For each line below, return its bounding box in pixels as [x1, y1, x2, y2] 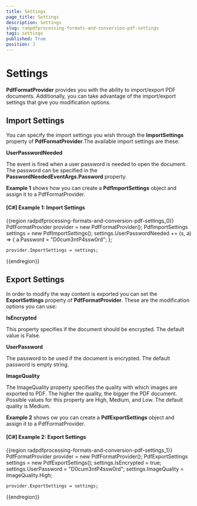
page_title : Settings [6, 14, 59, 20]
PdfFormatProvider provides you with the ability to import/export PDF [6, 86, 176, 93]
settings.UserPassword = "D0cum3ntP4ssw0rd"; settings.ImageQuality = [6, 465, 184, 472]
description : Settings [6, 19, 62, 25]
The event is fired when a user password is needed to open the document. [6, 160, 187, 168]
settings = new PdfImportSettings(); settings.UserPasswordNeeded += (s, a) [6, 229, 192, 237]
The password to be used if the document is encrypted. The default [6, 354, 171, 362]
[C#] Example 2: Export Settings [6, 434, 86, 441]
